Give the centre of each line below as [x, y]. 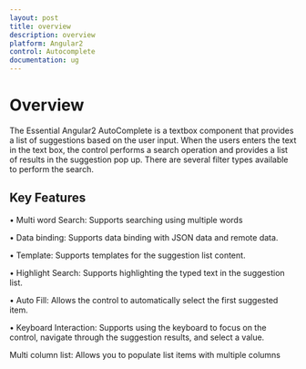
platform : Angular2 [46, 43]
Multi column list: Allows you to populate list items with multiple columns [145, 354]
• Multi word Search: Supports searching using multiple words [126, 220]
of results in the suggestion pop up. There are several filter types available [149, 159]
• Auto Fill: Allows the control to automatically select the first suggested [144, 300]
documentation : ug [44, 60]
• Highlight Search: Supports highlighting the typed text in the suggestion [147, 272]
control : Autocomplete [52, 52]
